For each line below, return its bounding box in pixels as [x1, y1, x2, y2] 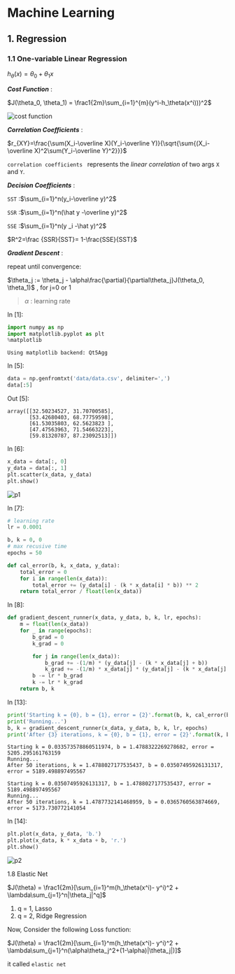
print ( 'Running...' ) [7, 718, 68, 725]
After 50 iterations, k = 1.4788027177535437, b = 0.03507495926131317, [7, 762, 224, 769]
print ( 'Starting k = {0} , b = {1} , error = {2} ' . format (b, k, [7, 711, 192, 718]
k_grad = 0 [32, 640, 64, 647]
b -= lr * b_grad [32, 673, 83, 680]
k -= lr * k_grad [32, 679, 83, 686]
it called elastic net [7, 960, 66, 968]
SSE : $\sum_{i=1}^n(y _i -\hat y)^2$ [7, 222, 107, 230]
